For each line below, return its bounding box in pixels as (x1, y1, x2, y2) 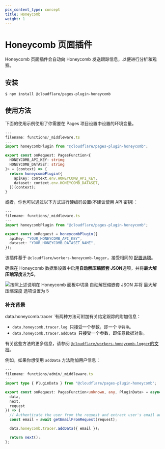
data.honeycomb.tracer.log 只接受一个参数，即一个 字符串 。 (12, 324, 134, 330)
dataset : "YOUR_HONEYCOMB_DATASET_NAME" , (9, 241, 96, 246)
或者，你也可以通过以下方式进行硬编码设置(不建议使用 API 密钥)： (5, 199, 138, 205)
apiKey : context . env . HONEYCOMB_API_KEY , (14, 176, 98, 181)
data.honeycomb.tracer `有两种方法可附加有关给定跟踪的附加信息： (5, 314, 141, 320)
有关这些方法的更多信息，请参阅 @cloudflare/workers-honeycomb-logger (5, 341, 150, 347)
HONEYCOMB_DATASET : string (9, 162, 65, 167)
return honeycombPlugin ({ (9, 171, 63, 176)
